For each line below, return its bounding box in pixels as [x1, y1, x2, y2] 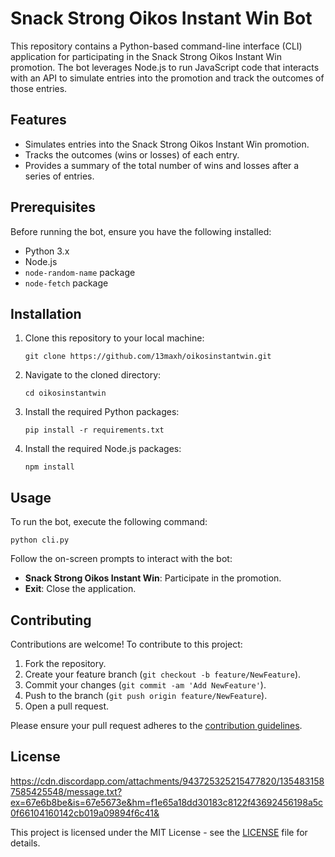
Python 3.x [24, 245, 70, 257]
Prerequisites [10, 199, 96, 216]
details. [10, 837, 41, 849]
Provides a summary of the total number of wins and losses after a [24, 159, 300, 171]
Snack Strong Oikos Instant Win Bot [10, 7, 313, 30]
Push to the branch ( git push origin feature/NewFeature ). [24, 690, 268, 701]
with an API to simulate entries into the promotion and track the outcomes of [10, 72, 325, 84]
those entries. [10, 82, 68, 94]
